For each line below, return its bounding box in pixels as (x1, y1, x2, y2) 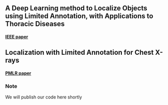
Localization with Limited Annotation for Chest (5, 48, 154, 57)
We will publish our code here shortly (5, 94, 82, 100)
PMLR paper (5, 70, 32, 76)
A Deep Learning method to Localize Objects (5, 4, 147, 13)
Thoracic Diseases (5, 20, 65, 28)
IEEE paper (5, 34, 29, 40)
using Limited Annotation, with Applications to (5, 12, 153, 21)
